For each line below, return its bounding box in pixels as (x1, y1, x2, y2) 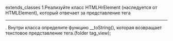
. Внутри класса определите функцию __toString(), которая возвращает (5, 25, 162, 30)
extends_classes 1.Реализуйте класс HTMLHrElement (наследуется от (5, 5, 158, 10)
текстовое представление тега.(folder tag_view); (5, 30, 111, 36)
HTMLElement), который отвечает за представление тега (5, 10, 131, 16)
